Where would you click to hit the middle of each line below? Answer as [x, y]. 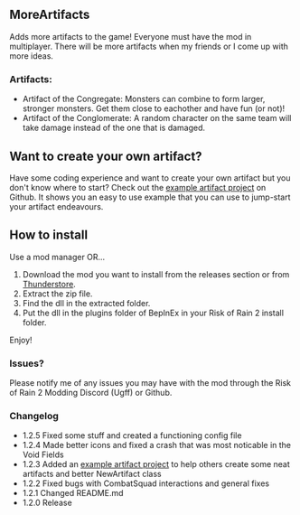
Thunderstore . [49, 284]
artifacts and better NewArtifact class [92, 474]
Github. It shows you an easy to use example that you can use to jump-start [150, 197]
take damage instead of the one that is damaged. [114, 128]
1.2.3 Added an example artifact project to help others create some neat [156, 464]
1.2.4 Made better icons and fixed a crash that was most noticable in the [157, 445]
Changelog [34, 416]
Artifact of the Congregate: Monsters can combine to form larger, [144, 99]
